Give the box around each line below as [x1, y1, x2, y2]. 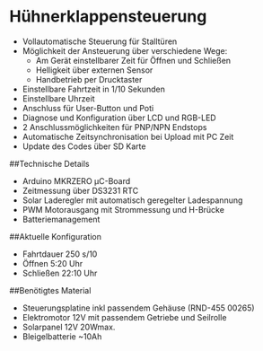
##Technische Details [9, 158, 90, 169]
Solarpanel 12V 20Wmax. [22, 321, 116, 332]
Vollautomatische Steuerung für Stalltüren [22, 36, 178, 47]
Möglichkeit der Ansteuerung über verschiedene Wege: [22, 45, 228, 56]
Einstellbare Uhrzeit [22, 92, 95, 104]
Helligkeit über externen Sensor [35, 65, 153, 75]
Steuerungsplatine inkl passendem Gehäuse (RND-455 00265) [22, 303, 255, 313]
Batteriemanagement [22, 214, 101, 224]
